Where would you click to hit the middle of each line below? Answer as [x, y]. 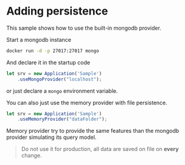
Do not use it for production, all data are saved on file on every [100, 149]
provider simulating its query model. [51, 137]
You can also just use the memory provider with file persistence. [87, 103]
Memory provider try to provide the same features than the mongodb [93, 131]
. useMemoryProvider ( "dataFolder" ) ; [62, 120]
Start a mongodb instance [39, 39]
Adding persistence [57, 11]
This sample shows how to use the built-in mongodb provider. [84, 28]
